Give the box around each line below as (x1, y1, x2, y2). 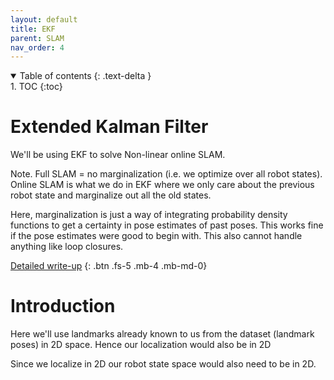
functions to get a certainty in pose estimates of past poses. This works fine (10, 219, 324, 231)
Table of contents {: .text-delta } (19, 70, 152, 82)
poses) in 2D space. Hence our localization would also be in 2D (10, 339, 272, 351)
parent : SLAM (10, 33, 65, 43)
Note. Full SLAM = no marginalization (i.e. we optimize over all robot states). (10, 168, 323, 180)
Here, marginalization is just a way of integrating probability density (10, 209, 288, 221)
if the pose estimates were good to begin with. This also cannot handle (10, 230, 303, 242)
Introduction (10, 295, 116, 318)
